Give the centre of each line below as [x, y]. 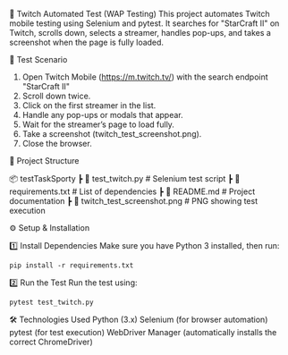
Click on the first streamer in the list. [89, 106]
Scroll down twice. [56, 96]
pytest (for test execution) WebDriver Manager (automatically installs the [143, 332]
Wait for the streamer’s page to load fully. [98, 124]
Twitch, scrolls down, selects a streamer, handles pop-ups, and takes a [140, 33]
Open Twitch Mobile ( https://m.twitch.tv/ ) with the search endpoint [145, 77]
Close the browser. [57, 144]
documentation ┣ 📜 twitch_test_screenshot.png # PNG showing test [133, 201]
